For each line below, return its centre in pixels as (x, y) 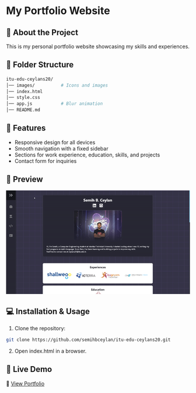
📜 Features (26, 128)
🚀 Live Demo (29, 369)
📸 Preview (24, 180)
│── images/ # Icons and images (57, 85)
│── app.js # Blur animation (55, 104)
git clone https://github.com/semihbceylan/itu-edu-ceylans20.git (88, 340)
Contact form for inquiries (45, 161)
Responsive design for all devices (55, 142)
